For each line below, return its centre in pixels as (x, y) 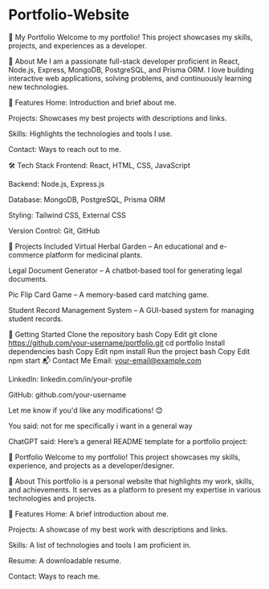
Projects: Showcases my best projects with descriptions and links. (118, 117)
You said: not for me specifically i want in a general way (100, 426)
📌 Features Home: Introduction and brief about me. (92, 102)
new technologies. (39, 87)
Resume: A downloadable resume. (65, 560)
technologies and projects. (52, 498)
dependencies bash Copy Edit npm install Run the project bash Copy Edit (129, 351)
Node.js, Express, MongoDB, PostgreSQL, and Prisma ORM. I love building (131, 69)
